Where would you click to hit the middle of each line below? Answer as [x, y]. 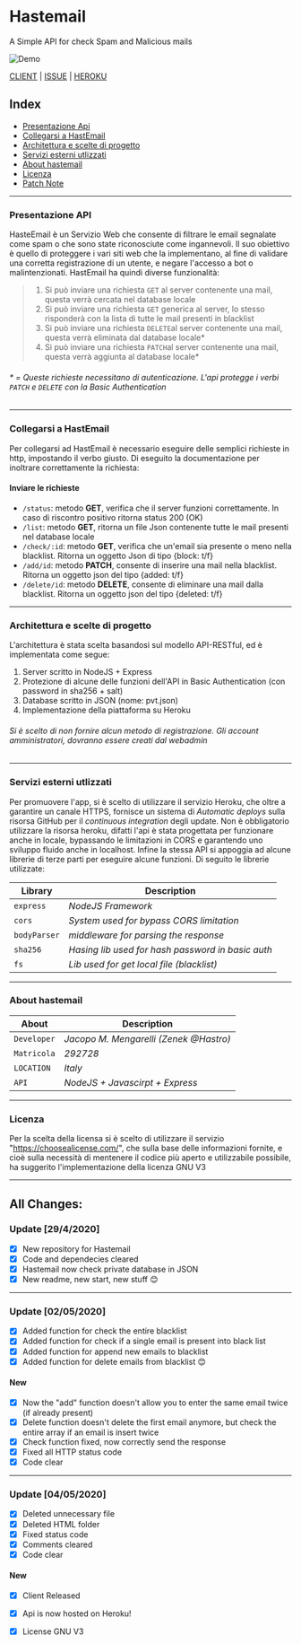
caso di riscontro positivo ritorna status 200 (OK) [112, 517]
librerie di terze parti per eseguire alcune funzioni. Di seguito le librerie [139, 859]
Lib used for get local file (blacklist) [143, 964]
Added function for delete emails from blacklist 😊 [114, 1361]
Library [37, 890]
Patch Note [43, 183]
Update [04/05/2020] [58, 1494]
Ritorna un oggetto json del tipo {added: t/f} [103, 574]
